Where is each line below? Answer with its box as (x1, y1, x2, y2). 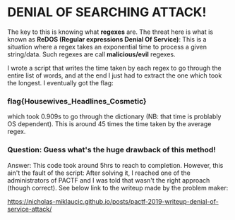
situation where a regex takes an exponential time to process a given (7, 42, 207, 51)
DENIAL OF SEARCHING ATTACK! (7, 4, 207, 20)
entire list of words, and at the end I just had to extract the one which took (7, 71, 222, 80)
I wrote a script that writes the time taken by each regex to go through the (7, 63, 222, 72)
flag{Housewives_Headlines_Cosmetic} (7, 96, 147, 106)
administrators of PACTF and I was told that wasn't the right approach (7, 176, 210, 184)
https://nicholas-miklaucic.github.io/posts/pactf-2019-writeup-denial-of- (7, 197, 219, 205)
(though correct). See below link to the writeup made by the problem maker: (7, 183, 229, 192)
